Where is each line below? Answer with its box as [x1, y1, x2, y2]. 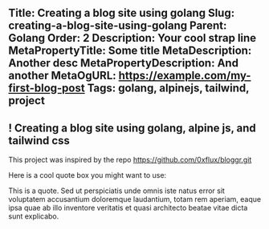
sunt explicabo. [8, 211, 59, 221]
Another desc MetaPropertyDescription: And [8, 56, 239, 70]
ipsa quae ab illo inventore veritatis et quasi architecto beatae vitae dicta [8, 203, 248, 213]
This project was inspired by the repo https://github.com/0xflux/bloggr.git [8, 155, 252, 165]
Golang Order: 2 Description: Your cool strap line [8, 31, 257, 45]
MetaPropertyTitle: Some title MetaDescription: [8, 44, 252, 58]
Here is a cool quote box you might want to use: [8, 171, 167, 180]
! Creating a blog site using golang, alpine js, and [8, 121, 257, 135]
